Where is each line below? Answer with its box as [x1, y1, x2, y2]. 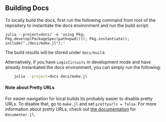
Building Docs [5, 4, 49, 12]
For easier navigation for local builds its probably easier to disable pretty [5, 95, 153, 101]
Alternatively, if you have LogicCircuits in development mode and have [5, 59, 151, 65]
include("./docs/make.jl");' [5, 41, 65, 46]
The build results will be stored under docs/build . [5, 49, 106, 55]
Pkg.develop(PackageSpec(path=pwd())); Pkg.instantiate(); [5, 36, 130, 41]
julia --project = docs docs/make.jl [14, 74, 88, 79]
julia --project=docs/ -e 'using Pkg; [5, 32, 85, 37]
